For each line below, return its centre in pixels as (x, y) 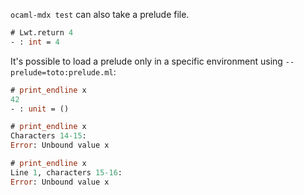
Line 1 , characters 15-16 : (66, 172)
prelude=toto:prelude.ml (62, 72)
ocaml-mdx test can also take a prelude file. (100, 14)
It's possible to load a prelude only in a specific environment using (146, 61)
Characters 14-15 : (48, 136)
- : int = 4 (35, 42)
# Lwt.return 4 (42, 33)
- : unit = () (40, 109)
